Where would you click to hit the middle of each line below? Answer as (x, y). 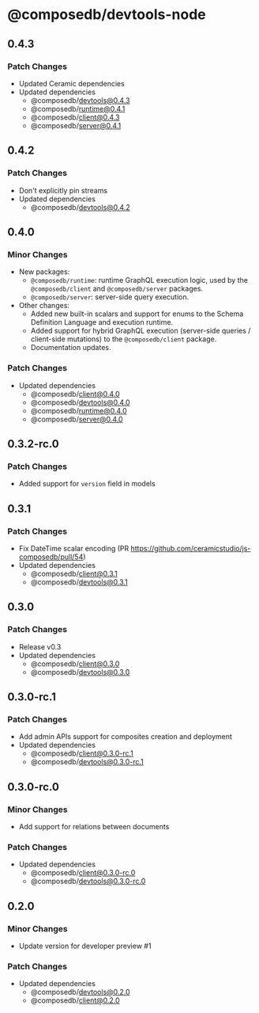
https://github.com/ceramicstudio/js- (191, 548)
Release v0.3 (40, 646)
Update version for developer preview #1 (85, 946)
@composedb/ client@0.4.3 (75, 117)
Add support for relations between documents (94, 826)
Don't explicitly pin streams (63, 190)
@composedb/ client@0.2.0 (75, 1000)
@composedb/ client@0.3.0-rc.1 (82, 753)
